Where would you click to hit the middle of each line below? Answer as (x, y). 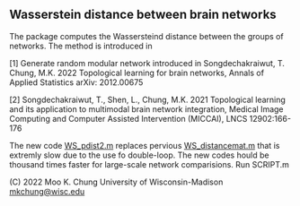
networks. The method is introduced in (81, 46)
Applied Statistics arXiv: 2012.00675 (76, 82)
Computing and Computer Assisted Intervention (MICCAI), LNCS (128, 118)
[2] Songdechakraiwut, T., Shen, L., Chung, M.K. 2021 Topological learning (147, 99)
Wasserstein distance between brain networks (143, 15)
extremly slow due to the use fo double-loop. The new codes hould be (139, 155)
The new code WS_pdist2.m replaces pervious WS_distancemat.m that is (145, 145)
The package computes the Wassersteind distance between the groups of (147, 36)
